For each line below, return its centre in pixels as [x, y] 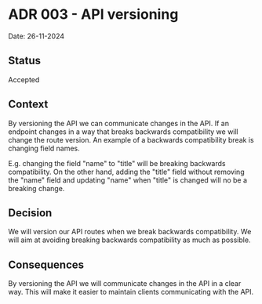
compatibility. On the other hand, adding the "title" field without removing [126, 172]
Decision [30, 213]
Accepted [24, 79]
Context [28, 105]
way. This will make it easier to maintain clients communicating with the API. [131, 292]
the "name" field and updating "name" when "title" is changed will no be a [128, 180]
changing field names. [44, 148]
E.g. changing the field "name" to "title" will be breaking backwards [117, 163]
